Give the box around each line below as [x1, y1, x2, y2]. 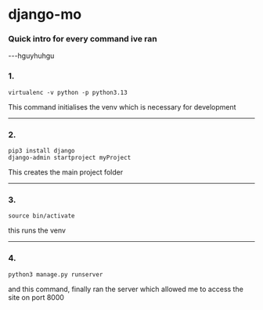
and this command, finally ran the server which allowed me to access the [8, 284, 244, 294]
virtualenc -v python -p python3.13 [8, 88, 128, 96]
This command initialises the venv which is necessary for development [8, 102, 236, 111]
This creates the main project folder [8, 168, 124, 177]
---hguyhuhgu [8, 51, 55, 60]
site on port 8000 [8, 292, 65, 302]
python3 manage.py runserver [8, 270, 103, 279]
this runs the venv [8, 225, 67, 236]
